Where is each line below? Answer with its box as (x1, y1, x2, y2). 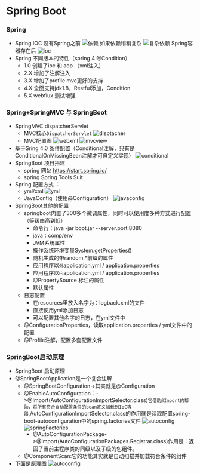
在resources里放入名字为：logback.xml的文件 (32, 299, 145, 306)
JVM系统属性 (32, 239, 66, 246)
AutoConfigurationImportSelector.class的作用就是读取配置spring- (29, 410, 191, 417)
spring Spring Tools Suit (23, 173, 83, 180)
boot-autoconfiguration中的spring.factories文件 (23, 417, 141, 425)
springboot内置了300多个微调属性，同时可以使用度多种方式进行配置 (23, 209, 192, 216)
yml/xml (23, 187, 44, 195)
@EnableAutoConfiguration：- (23, 390, 99, 397)
